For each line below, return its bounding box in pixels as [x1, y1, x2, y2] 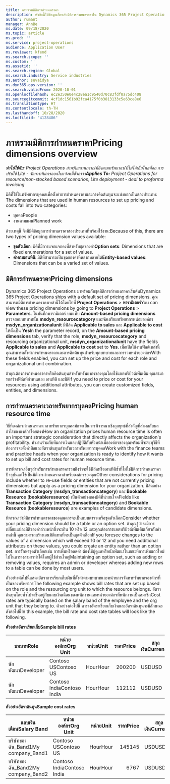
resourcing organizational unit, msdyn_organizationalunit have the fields [6, 339, 158, 345]
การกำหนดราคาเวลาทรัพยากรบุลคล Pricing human [6, 402, 138, 410]
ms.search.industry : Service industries [6, 73, 92, 78]
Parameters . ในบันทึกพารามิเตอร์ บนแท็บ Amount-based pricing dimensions [6, 310, 156, 316]
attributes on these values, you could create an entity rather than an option [6, 543, 161, 549]
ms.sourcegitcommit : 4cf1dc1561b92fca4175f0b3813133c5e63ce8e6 [6, 96, 142, 101]
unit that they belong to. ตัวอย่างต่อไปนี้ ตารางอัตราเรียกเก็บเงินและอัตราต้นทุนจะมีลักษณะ [6, 603, 163, 609]
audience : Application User [6, 45, 65, 50]
